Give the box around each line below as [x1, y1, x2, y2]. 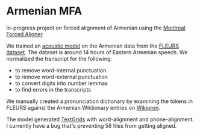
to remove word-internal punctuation [14, 66, 107, 74]
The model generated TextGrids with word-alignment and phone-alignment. [6, 116, 195, 123]
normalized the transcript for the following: [6, 55, 113, 62]
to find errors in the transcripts [14, 86, 92, 93]
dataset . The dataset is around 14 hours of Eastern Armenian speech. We [6, 48, 188, 55]
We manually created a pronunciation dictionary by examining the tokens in [6, 98, 193, 105]
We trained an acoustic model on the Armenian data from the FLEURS [6, 42, 180, 49]
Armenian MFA [6, 4, 83, 18]
